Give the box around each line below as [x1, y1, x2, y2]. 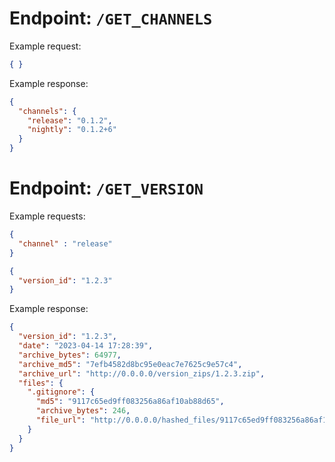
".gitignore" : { [27, 387, 96, 397]
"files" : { [18, 378, 64, 388]
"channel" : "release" [18, 238, 113, 249]
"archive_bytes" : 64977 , [18, 350, 122, 360]
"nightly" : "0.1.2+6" [27, 125, 117, 135]
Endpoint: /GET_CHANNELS [9, 7, 213, 30]
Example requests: [9, 210, 86, 222]
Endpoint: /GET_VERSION [9, 177, 204, 200]
